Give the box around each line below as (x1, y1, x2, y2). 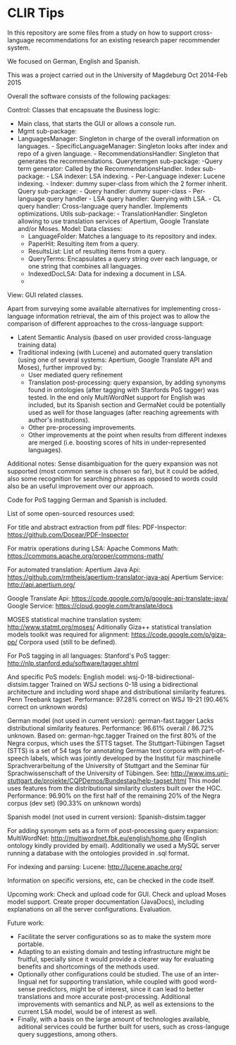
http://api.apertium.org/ (7, 580, 75, 589)
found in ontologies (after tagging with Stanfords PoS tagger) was (27, 385, 220, 394)
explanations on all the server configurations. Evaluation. (7, 904, 173, 913)
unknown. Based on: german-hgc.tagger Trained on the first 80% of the (7, 731, 216, 740)
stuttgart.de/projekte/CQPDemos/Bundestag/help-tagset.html (7, 776, 187, 785)
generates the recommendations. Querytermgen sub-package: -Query (17, 157, 223, 165)
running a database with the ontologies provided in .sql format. (7, 849, 190, 857)
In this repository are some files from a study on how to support (7, 28, 192, 37)
